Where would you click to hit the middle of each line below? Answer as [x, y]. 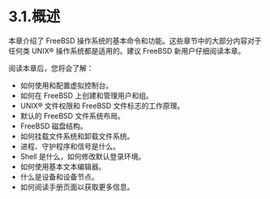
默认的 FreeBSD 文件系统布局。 [73, 115]
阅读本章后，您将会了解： [51, 68]
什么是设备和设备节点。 [59, 176]
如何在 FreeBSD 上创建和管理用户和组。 [87, 95]
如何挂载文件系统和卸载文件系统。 [77, 136]
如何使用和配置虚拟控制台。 [66, 85]
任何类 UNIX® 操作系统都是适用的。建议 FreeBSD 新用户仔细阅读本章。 [127, 50]
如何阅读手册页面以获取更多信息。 [77, 187]
